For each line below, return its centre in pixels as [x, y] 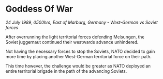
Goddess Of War [39, 9]
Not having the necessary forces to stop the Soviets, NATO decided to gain [80, 51]
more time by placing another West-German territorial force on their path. [79, 56]
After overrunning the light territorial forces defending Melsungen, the [75, 37]
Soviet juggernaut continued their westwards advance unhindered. [72, 42]
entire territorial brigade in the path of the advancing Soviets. [66, 71]
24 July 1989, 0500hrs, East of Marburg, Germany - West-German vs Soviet [82, 22]
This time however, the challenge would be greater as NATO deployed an [78, 66]
